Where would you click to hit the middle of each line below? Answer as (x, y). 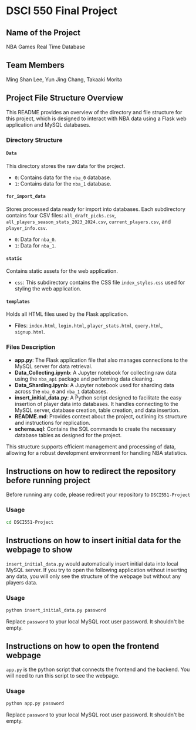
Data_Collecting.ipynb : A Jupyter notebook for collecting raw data (96, 372)
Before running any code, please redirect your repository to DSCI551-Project (98, 495)
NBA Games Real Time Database (46, 47)
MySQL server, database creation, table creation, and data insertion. (97, 410)
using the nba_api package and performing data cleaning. (84, 379)
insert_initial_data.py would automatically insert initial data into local (92, 564)
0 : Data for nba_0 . (35, 239)
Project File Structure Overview (65, 98)
